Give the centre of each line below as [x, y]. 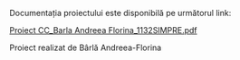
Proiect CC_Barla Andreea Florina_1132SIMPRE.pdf [103, 30]
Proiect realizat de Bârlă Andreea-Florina [86, 47]
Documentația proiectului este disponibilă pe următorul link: [120, 13]
